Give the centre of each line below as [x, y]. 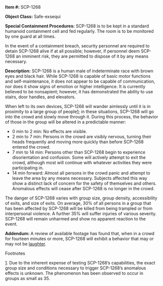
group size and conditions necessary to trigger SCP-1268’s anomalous [76, 268]
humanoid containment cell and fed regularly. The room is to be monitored [80, 31]
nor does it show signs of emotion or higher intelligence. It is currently [75, 87]
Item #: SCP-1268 [23, 7]
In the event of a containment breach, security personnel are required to [77, 46]
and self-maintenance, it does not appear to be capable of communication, [80, 81]
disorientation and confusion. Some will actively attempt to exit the [79, 157]
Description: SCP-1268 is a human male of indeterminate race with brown [79, 71]
